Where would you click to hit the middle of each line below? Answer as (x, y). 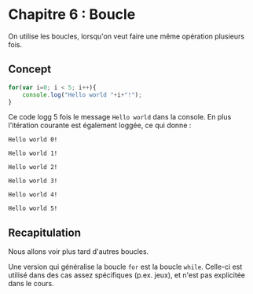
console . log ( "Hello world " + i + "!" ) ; (82, 95)
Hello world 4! (33, 195)
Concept (30, 70)
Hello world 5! (33, 209)
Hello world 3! (33, 181)
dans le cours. (31, 284)
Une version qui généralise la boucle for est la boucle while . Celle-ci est (125, 267)
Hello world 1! (33, 154)
